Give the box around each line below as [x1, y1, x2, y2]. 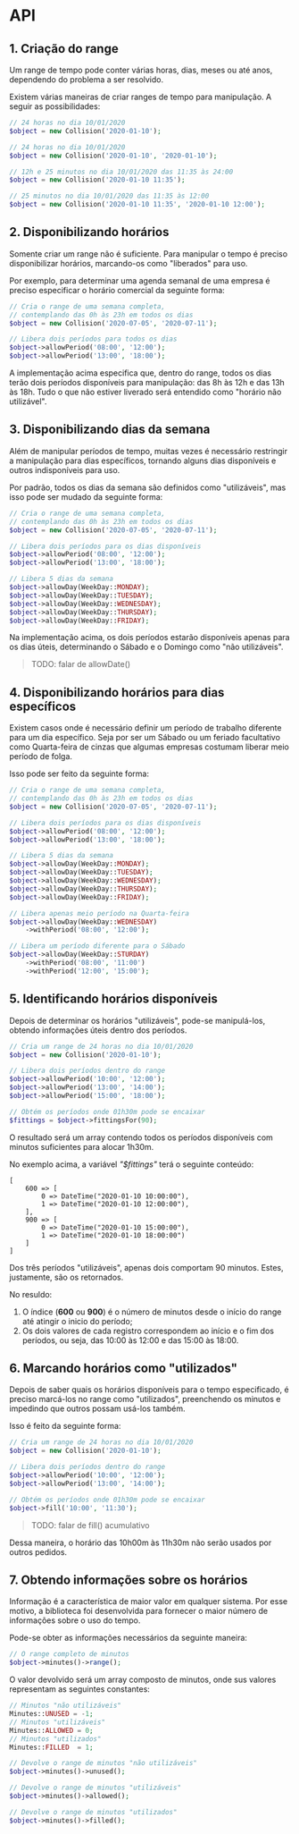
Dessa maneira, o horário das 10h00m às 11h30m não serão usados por [9, 1537, 272, 1548]
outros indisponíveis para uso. [9, 464, 120, 475]
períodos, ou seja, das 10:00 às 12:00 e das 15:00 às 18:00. [21, 1334, 239, 1346]
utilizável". [9, 396, 47, 407]
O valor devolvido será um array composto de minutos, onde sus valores [9, 1674, 277, 1686]
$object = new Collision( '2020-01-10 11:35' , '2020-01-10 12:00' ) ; [9, 200, 266, 209]
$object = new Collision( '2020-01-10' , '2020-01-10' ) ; [9, 151, 218, 160]
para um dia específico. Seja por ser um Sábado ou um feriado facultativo [9, 732, 281, 743]
